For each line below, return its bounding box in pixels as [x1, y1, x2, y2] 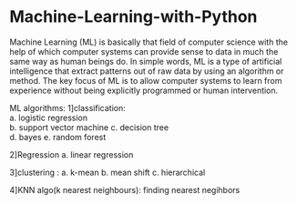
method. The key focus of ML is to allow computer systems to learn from [9, 75, 282, 86]
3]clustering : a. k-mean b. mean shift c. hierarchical [9, 167, 206, 178]
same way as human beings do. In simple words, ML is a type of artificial [9, 56, 282, 66]
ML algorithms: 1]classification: [9, 102, 126, 113]
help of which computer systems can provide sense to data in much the [9, 46, 279, 56]
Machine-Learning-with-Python [9, 6, 258, 27]
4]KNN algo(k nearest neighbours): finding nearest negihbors [9, 184, 241, 195]
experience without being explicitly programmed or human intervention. [9, 85, 279, 96]
